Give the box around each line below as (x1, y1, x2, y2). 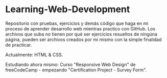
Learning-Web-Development (5, 4, 130, 15)
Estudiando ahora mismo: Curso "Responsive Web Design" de (5, 61, 136, 67)
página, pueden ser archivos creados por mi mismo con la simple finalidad (5, 36, 162, 43)
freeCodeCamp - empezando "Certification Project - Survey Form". (5, 67, 147, 73)
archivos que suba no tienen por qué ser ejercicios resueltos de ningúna (5, 31, 157, 37)
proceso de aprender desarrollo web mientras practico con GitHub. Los (5, 25, 156, 31)
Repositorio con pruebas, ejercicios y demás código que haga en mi (5, 20, 149, 26)
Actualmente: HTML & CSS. (5, 52, 63, 58)
